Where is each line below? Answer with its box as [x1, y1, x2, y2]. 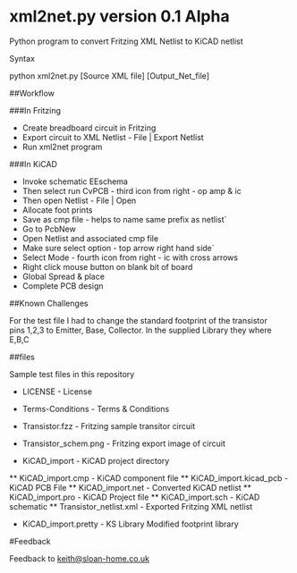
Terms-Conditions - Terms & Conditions [21, 403, 170, 414]
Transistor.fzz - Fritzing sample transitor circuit [21, 420, 196, 431]
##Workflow [9, 88, 55, 98]
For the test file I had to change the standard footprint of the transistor [9, 315, 268, 325]
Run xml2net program [21, 141, 103, 152]
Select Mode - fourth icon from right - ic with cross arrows [21, 252, 239, 263]
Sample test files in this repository [9, 368, 135, 379]
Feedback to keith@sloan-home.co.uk [9, 552, 150, 564]
